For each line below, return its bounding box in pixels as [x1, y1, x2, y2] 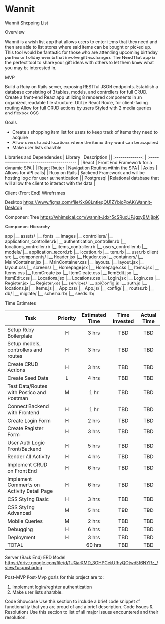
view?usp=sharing [5, 565, 43, 570]
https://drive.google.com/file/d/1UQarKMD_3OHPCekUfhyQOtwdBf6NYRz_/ [5, 559, 158, 566]
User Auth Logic [7, 439, 45, 446]
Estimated [82, 312, 107, 318]
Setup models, [7, 340, 41, 347]
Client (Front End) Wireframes [5, 190, 65, 196]
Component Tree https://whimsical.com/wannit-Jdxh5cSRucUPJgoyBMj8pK [5, 214, 159, 220]
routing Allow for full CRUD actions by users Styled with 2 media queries [5, 105, 152, 111]
